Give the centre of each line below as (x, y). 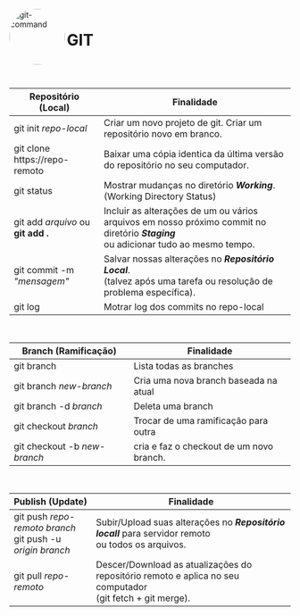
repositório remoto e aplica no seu (167, 576)
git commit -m (44, 270)
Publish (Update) (50, 501)
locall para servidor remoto (154, 533)
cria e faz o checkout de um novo (204, 446)
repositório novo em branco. (163, 134)
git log (27, 306)
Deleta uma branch (173, 406)
